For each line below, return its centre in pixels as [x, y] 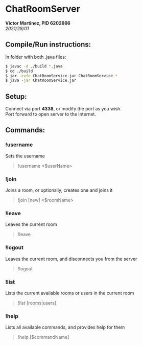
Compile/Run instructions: [48, 45]
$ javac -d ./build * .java [34, 66]
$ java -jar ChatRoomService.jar [41, 80]
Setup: [16, 96]
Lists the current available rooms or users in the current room [70, 293]
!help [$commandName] [43, 337]
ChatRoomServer [43, 9]
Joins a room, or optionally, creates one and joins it [59, 190]
